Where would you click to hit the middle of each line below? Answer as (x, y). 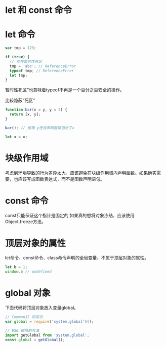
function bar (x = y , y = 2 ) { (36, 110)
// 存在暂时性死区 (26, 61)
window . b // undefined (28, 272)
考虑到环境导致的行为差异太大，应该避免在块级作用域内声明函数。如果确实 (81, 173)
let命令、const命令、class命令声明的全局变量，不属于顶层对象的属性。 (77, 258)
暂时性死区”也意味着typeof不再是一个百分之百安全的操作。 (65, 90)
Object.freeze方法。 (25, 221)
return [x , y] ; (25, 115)
